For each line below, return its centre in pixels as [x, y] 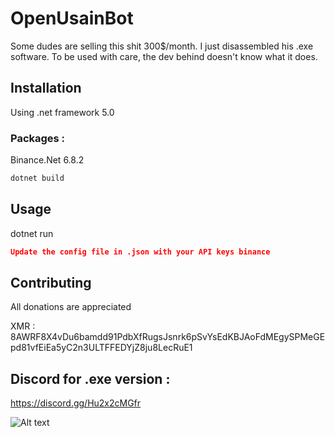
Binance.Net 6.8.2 [47, 160]
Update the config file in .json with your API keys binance [140, 252]
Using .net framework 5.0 [62, 112]
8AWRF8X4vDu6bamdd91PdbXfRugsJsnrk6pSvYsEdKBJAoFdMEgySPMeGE [168, 337]
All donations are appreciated [71, 307]
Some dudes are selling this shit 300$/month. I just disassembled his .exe [162, 46]
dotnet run [32, 233]
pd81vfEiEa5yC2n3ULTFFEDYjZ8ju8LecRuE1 [101, 348]
